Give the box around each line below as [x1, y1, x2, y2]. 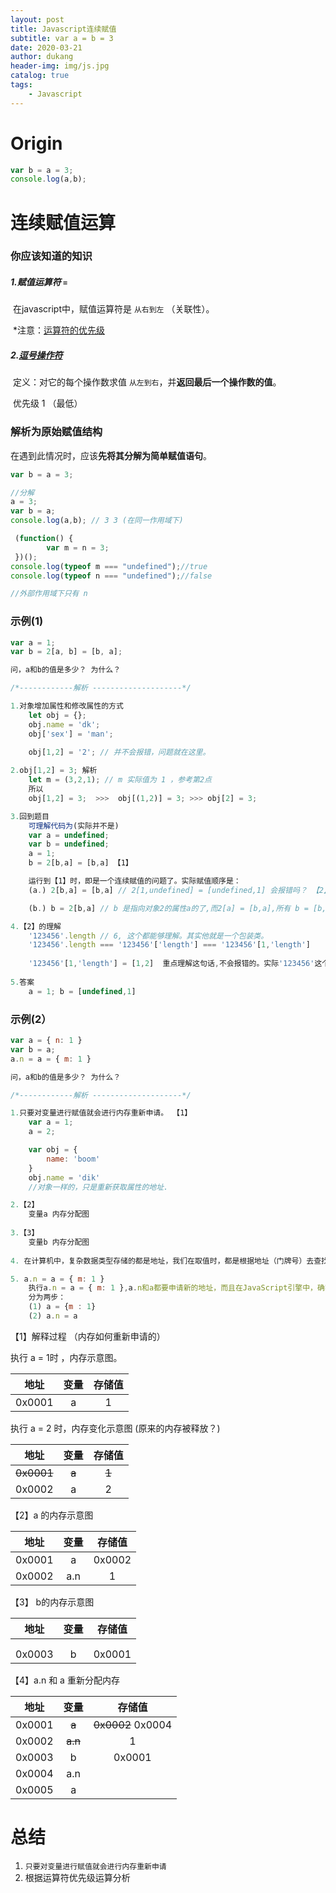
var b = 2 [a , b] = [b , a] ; [10, 647, 123, 657]
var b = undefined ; [28, 839, 110, 850]
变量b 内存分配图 [28, 1237, 90, 1247]
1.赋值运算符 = [10, 276, 68, 288]
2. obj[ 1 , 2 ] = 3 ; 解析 [10, 766, 98, 776]
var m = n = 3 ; [46, 542, 110, 553]
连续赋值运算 [10, 211, 117, 234]
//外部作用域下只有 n [10, 589, 88, 599]
